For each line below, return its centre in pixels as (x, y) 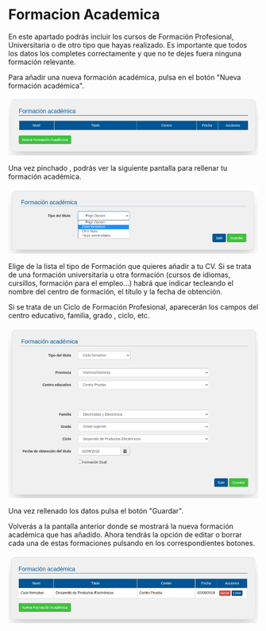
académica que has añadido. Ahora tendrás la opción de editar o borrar (125, 535)
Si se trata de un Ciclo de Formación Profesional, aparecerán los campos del (133, 306)
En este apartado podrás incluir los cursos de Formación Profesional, (121, 37)
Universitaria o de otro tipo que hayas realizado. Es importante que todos (128, 44)
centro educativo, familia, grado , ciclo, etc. (79, 315)
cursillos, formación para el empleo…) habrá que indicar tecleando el (121, 283)
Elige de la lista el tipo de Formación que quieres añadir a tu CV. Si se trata (130, 266)
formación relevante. (42, 62)
